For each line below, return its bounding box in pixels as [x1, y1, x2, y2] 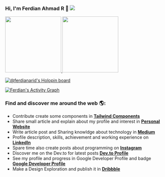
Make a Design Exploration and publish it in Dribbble [12, 166, 120, 172]
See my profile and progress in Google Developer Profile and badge [12, 155, 152, 161]
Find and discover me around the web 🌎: [5, 100, 106, 107]
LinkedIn [12, 139, 31, 145]
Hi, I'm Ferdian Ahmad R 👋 [5, 5, 69, 12]
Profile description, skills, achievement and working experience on [12, 134, 149, 140]
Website [12, 123, 30, 129]
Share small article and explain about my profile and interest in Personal [12, 118, 160, 124]
